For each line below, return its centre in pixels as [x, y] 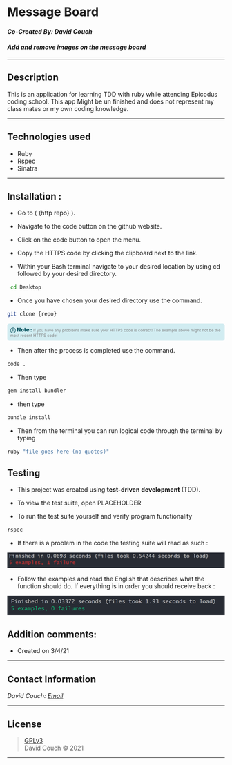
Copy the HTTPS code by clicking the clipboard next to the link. [107, 253]
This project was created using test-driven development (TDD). [109, 490]
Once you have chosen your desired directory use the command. [109, 300]
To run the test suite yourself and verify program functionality [105, 516]
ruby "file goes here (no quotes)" [58, 452]
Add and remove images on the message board [77, 47]
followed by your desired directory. [67, 274]
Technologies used [49, 137]
